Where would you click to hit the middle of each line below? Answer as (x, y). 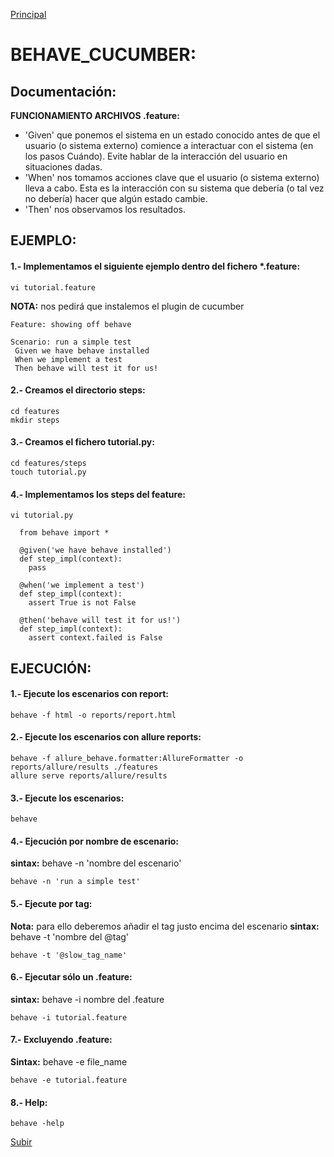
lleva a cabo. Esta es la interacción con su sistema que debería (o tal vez (174, 188)
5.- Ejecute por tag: (51, 903)
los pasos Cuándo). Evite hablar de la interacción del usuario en (156, 156)
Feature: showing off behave (71, 324)
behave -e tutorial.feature (69, 1080)
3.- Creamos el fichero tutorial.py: (82, 442)
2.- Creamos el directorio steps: (78, 390)
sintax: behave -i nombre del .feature (87, 999)
